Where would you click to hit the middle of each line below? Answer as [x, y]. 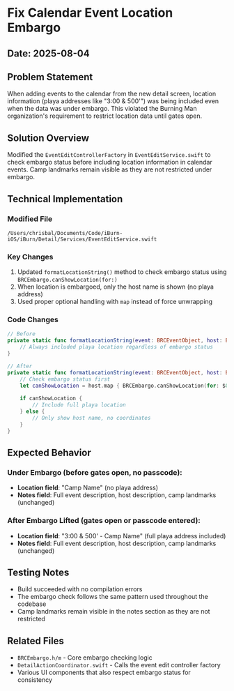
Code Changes [33, 320]
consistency [35, 680]
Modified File [30, 219]
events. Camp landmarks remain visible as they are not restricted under [110, 169]
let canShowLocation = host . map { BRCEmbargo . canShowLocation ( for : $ [123, 386]
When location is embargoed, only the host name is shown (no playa [116, 287]
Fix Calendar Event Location [90, 13]
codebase [32, 604]
